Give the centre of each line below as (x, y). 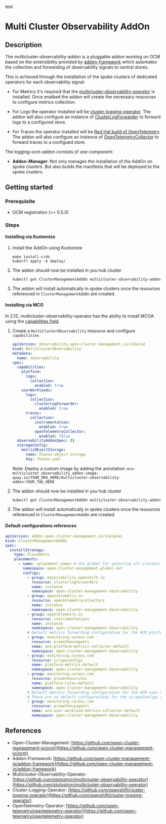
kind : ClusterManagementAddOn (36, 541)
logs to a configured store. (39, 122)
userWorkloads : (37, 390)
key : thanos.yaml (43, 459)
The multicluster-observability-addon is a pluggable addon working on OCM (83, 57)
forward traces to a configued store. (49, 142)
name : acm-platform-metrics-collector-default (80, 646)
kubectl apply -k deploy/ (39, 261)
